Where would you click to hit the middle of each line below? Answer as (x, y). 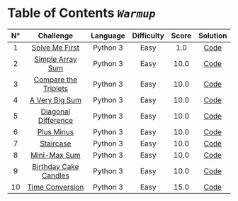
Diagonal (56, 112)
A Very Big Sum (55, 99)
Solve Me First (56, 48)
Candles (55, 175)
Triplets (56, 88)
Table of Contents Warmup (81, 13)
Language (108, 36)
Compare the (56, 80)
